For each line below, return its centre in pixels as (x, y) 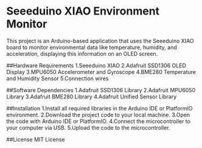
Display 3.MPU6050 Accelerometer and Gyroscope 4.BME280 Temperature (101, 72)
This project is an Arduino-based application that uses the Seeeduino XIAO (100, 41)
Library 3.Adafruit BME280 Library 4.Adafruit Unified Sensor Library (92, 96)
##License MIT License (36, 139)
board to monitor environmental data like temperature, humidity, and (92, 47)
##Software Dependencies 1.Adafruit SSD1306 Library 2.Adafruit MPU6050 (101, 90)
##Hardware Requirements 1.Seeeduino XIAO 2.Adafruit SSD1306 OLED (96, 66)
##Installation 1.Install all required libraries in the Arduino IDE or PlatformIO (99, 108)
